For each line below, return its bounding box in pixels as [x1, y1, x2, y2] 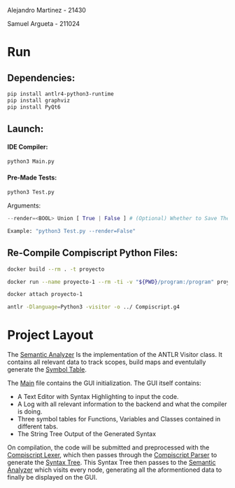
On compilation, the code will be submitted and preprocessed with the [7, 443, 210, 452]
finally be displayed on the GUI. [7, 473, 98, 482]
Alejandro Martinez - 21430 [7, 6, 86, 14]
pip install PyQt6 [7, 103, 61, 111]
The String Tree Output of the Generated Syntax [17, 430, 156, 438]
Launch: [7, 123, 44, 135]
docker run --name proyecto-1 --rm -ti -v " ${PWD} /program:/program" [7, 278, 215, 285]
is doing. [17, 407, 43, 416]
